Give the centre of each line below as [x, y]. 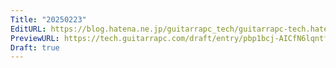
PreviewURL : [35, 38]
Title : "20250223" [48, 19]
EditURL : [28, 29]
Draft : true [35, 47]
